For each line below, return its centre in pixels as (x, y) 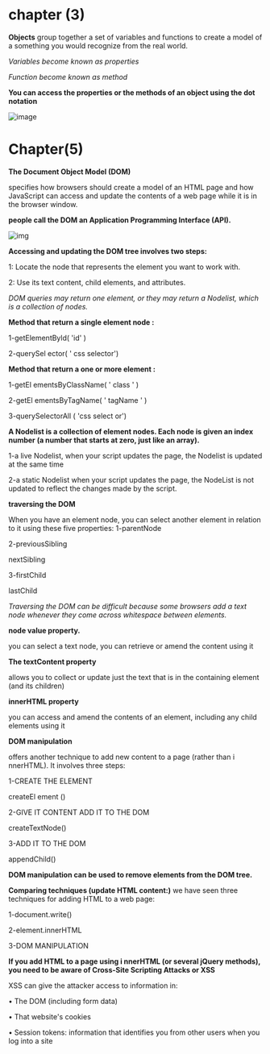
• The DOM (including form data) (63, 1001)
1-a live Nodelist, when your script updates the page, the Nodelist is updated (135, 455)
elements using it (37, 725)
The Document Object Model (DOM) (70, 172)
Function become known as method (68, 77)
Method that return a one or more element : (82, 369)
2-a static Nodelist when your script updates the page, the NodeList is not (131, 479)
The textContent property (52, 662)
